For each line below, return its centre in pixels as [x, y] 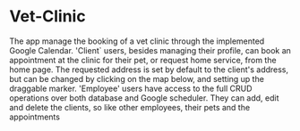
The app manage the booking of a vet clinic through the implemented [137, 41]
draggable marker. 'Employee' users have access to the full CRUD [131, 88]
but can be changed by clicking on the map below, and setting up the [137, 78]
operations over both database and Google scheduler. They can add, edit [144, 98]
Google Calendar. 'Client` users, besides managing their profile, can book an [150, 50]
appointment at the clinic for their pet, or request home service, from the [143, 60]
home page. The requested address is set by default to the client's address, [149, 70]
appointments [35, 117]
